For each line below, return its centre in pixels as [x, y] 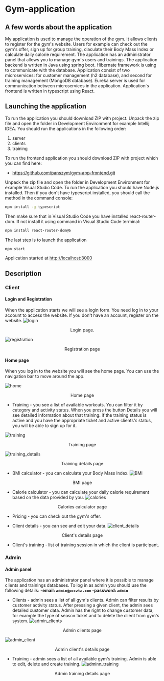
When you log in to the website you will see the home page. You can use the [82, 371]
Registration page [82, 349]
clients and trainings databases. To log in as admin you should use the [76, 585]
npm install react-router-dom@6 [38, 230]
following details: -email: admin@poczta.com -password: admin [67, 591]
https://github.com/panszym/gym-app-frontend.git [64, 173]
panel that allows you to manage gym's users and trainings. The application [81, 60]
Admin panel [18, 569]
